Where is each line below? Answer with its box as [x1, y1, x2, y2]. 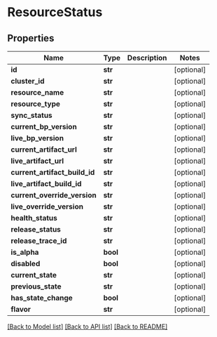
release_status [10, 225, 62, 234]
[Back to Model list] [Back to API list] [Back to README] [7, 322, 168, 331]
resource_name [10, 88, 64, 97]
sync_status [10, 110, 52, 120]
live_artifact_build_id [10, 179, 82, 188]
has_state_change [10, 293, 73, 303]
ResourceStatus [7, 4, 103, 20]
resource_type [10, 99, 61, 109]
